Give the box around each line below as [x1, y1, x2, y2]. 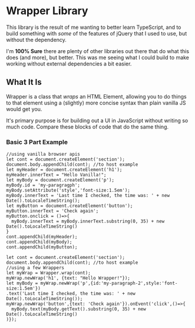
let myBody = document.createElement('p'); [6, 177, 115, 183]
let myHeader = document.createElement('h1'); [6, 167, 123, 173]
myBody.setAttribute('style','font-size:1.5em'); [6, 188, 131, 193]
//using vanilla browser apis [6, 152, 81, 158]
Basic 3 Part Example [6, 137, 68, 146]
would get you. [6, 105, 42, 113]
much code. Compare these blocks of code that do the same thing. [6, 123, 169, 130]
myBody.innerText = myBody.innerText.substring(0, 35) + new [11, 218, 165, 225]
